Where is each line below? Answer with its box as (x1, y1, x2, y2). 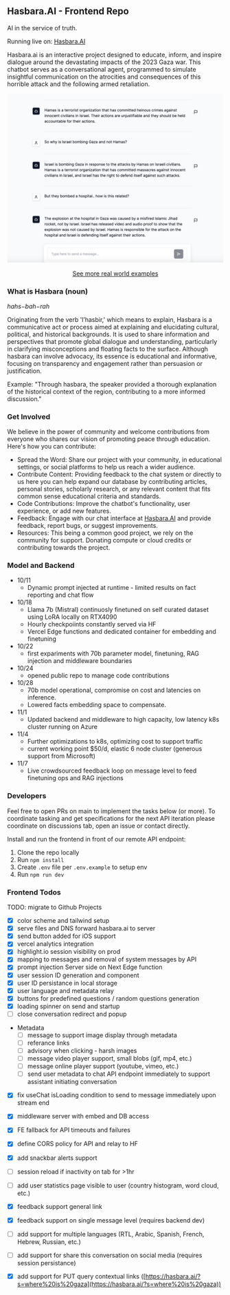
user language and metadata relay (16, 986, 115, 995)
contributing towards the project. (16, 544, 111, 552)
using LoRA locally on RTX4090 (27, 613, 117, 621)
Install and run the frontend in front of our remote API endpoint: (7, 835, 186, 843)
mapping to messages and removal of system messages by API (16, 955, 197, 963)
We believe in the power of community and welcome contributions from (7, 427, 210, 436)
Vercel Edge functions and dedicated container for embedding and (27, 627, 216, 636)
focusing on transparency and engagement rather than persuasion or (7, 359, 203, 367)
